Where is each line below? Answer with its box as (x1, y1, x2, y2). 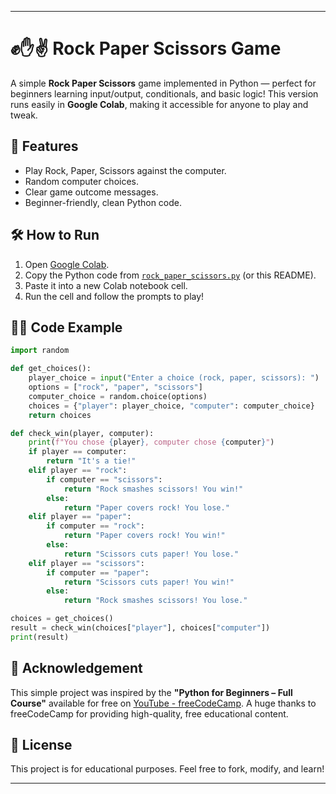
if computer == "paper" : (46, 567, 150, 578)
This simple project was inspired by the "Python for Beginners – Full (10, 686, 293, 698)
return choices (28, 410, 92, 420)
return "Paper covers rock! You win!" (63, 531, 226, 541)
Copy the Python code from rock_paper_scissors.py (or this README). (24, 269, 317, 281)
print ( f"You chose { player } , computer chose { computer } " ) (28, 437, 275, 448)
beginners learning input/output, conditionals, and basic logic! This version (10, 87, 319, 100)
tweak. (10, 109, 38, 121)
